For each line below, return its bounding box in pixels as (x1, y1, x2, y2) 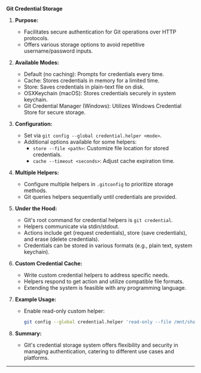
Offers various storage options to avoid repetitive (23, 41, 145, 48)
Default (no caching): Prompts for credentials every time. (23, 71, 165, 77)
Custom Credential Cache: (14, 260, 83, 267)
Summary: (14, 329, 42, 337)
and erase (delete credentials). (23, 236, 100, 242)
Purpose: (14, 17, 39, 23)
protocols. (23, 35, 49, 41)
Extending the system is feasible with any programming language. (23, 284, 187, 291)
